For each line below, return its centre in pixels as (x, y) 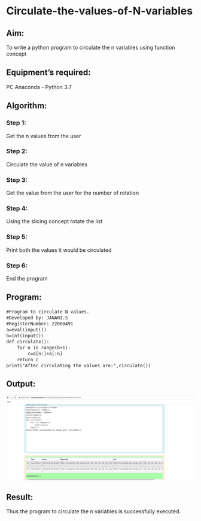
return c (28, 359)
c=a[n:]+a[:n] (45, 354)
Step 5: (17, 237)
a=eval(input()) (26, 330)
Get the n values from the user (44, 136)
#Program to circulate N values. (48, 312)
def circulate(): (28, 342)
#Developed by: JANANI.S (37, 318)
